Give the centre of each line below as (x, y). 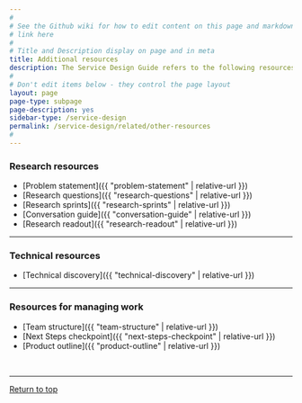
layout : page (34, 93)
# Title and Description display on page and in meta (112, 51)
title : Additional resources (64, 59)
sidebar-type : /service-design (68, 118)
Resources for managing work (76, 307)
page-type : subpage (46, 101)
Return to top (34, 389)
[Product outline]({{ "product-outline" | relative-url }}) (121, 345)
